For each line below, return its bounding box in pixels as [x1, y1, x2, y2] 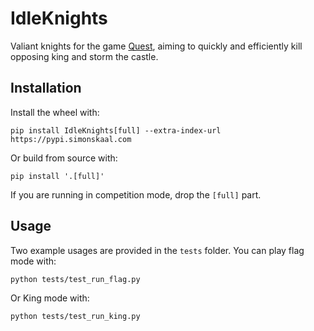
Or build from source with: [10, 152, 118, 164]
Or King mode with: [10, 292, 90, 304]
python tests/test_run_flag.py [10, 274, 141, 284]
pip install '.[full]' [10, 171, 105, 181]
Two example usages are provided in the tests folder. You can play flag [10, 244, 305, 256]
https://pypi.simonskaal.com [10, 134, 132, 144]
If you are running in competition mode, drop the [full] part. [10, 188, 262, 201]
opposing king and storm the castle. [10, 50, 159, 62]
